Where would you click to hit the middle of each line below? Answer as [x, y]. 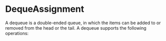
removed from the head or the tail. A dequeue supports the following [76, 28]
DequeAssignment [45, 9]
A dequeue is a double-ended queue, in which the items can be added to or [83, 23]
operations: [17, 33]
